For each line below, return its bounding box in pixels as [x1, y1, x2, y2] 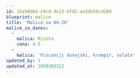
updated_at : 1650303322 [6, 63, 65, 69]
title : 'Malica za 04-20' [6, 19, 69, 25]
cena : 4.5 [16, 42, 41, 48]
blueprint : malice [6, 14, 51, 20]
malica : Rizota [16, 36, 54, 42]
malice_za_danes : [6, 25, 49, 31]
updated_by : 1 [6, 57, 41, 63]
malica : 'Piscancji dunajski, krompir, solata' [16, 52, 135, 58]
